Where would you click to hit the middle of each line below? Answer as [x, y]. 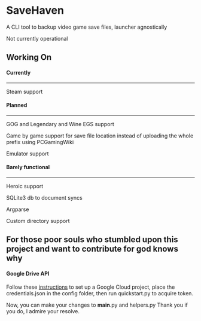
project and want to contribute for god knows [92, 249]
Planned [17, 105]
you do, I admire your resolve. [43, 311]
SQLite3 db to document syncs [44, 197]
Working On [29, 57]
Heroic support [25, 186]
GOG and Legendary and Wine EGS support [60, 124]
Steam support [25, 91]
